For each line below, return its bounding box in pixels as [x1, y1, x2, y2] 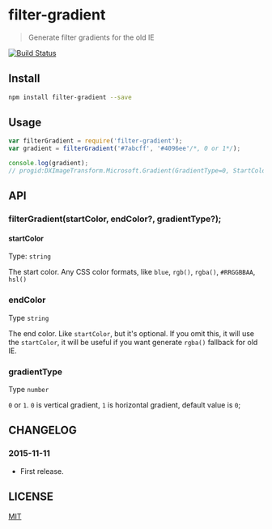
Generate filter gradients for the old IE [28, 32, 155, 42]
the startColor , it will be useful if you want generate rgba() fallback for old [8, 337, 258, 347]
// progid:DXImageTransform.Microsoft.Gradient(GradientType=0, [8, 167, 230, 175]
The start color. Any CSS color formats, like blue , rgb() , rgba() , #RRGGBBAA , [8, 267, 256, 277]
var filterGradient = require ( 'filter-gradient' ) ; [8, 137, 183, 145]
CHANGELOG [8, 424, 77, 437]
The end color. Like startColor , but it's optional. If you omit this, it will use [8, 328, 255, 338]
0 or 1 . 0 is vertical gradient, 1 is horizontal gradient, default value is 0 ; [8, 400, 241, 410]
